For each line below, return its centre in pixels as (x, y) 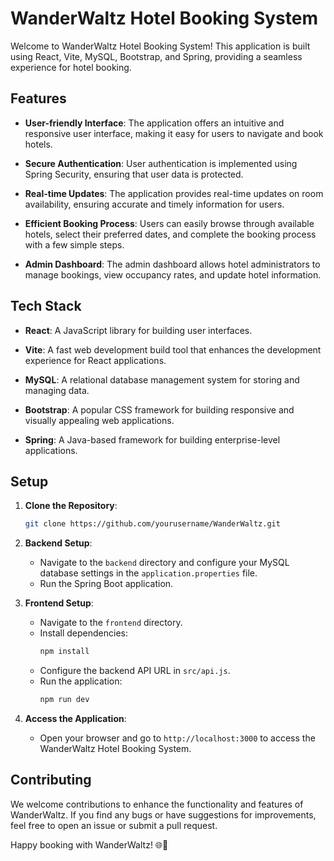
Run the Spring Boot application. (106, 584)
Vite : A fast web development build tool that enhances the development (173, 349)
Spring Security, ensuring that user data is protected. (134, 174)
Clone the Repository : (71, 506)
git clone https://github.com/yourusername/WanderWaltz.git (152, 524)
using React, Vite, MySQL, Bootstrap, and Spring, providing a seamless (156, 56)
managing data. (57, 390)
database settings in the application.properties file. (148, 573)
